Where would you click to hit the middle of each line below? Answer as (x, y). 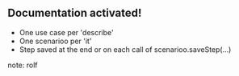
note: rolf (23, 65)
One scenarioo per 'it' (55, 41)
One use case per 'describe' (66, 32)
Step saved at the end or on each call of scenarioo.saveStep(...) (125, 49)
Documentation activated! (75, 13)
